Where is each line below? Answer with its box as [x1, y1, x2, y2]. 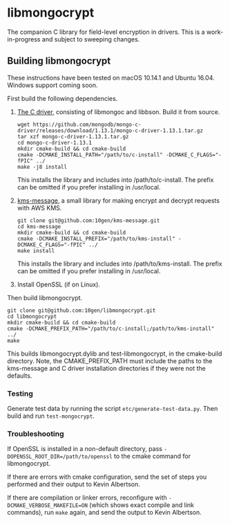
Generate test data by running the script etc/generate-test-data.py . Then [7, 405, 218, 413]
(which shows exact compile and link [89, 501, 195, 509]
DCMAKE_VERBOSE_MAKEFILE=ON [7, 502, 88, 509]
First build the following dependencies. [7, 94, 118, 102]
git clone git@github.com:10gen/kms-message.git [17, 217, 160, 224]
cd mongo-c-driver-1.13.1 [17, 139, 92, 146]
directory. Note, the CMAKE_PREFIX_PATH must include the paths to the [7, 356, 213, 365]
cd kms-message [17, 223, 61, 230]
